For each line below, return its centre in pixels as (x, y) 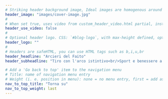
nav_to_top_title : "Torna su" (37, 84)
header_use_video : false (31, 28)
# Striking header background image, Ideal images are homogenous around (84, 10)
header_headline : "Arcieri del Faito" (45, 56)
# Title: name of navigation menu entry (48, 75)
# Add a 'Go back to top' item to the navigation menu (63, 70)
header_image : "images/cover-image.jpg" (48, 14)
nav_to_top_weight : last (31, 88)
